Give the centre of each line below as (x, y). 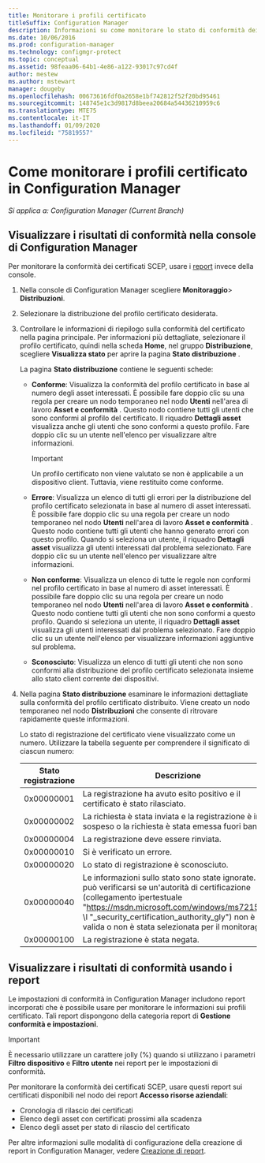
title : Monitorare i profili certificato (77, 15)
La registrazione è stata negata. (141, 940)
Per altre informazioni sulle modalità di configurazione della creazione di (125, 1142)
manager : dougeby (37, 89)
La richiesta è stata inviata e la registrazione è (167, 817)
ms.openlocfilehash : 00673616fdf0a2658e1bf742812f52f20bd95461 (114, 96)
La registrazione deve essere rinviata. (152, 839)
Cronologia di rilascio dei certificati (76, 1111)
